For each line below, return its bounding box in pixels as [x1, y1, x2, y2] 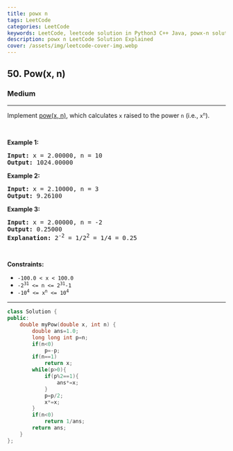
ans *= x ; [56, 379, 79, 386]
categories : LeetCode [7, 23, 70, 30]
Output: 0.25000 [7, 225, 62, 233]
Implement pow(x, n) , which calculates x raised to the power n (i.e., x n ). [7, 111, 210, 119]
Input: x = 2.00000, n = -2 [7, 218, 103, 226]
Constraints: [7, 260, 44, 269]
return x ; [44, 360, 73, 367]
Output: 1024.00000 [7, 158, 74, 167]
